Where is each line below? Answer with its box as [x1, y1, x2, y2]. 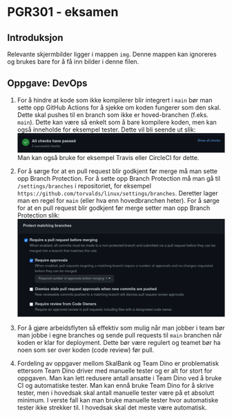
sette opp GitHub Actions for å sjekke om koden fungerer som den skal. [17, 103, 221, 112]
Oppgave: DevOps [7, 78, 88, 89]
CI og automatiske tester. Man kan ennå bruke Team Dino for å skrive [17, 381, 214, 389]
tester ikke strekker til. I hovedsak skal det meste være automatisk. [17, 403, 207, 411]
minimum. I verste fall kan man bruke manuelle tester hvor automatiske [17, 396, 219, 404]
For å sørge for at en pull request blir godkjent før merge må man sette [17, 167, 218, 175]
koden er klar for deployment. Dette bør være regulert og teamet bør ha [17, 338, 221, 346]
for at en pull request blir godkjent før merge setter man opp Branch [17, 204, 211, 212]
